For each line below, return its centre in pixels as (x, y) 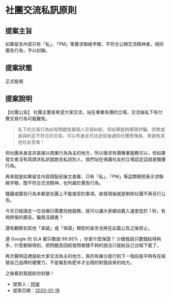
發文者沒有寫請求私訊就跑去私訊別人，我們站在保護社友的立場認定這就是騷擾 (85, 159)
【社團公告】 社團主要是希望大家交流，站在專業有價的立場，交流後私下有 (82, 112)
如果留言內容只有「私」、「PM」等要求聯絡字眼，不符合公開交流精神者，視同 (84, 44)
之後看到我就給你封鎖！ (30, 273)
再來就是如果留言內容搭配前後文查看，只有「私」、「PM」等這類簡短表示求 (82, 176)
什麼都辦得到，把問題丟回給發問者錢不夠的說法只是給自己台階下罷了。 (88, 245)
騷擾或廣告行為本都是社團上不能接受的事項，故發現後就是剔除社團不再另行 (83, 194)
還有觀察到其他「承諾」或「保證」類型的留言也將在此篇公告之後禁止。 (79, 228)
